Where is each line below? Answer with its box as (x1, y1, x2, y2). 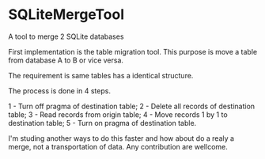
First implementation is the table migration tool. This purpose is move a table (8, 47, 258, 56)
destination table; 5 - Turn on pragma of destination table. (8, 118, 197, 127)
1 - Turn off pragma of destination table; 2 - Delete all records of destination (8, 101, 256, 111)
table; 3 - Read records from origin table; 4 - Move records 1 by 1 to (8, 109, 228, 119)
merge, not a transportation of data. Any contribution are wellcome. (8, 142, 228, 151)
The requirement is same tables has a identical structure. (8, 70, 194, 80)
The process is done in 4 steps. (8, 85, 111, 96)
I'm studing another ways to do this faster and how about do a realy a (8, 133, 235, 143)
